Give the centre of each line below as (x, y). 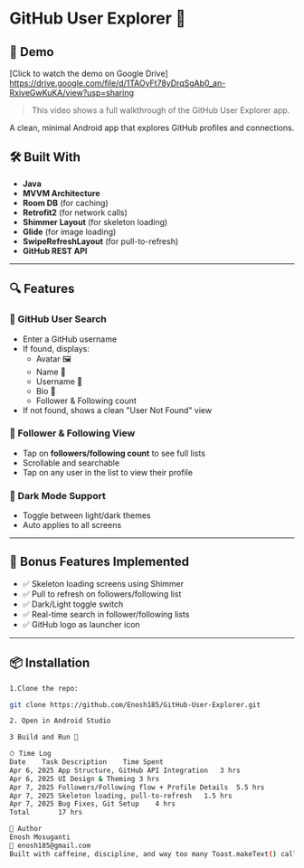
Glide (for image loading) (69, 231)
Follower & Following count (86, 401)
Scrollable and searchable (71, 462)
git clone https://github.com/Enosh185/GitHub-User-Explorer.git (135, 704)
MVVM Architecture (61, 193)
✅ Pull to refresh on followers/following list (102, 594)
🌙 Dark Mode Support (57, 495)
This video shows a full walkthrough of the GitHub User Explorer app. (161, 110)
